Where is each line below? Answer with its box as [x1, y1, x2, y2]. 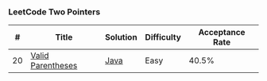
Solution [104, 32, 137, 43]
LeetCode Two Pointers [8, 6, 101, 17]
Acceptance [198, 27, 246, 38]
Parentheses [30, 60, 78, 71]
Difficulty [145, 32, 181, 43]
